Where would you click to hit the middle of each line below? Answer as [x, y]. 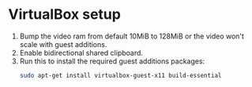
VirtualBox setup [64, 14]
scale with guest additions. [63, 44]
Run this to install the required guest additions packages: [112, 61]
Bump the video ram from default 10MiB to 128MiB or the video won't [132, 36]
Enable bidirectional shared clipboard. [81, 53]
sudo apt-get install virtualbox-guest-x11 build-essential [120, 75]
